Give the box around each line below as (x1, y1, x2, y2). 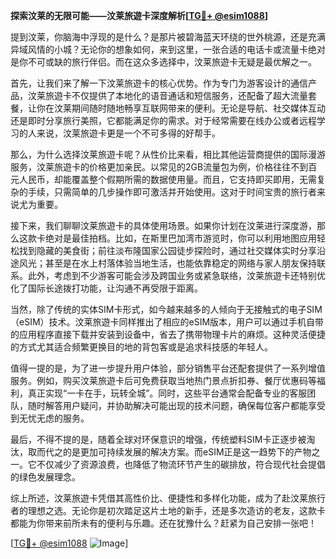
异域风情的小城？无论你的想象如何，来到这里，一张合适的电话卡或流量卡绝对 (10, 44, 326, 55)
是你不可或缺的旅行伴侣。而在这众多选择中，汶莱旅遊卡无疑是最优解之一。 (10, 56, 317, 68)
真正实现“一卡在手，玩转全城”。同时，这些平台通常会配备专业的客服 (27, 387, 308, 399)
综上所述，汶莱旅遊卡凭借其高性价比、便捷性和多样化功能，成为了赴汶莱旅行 (10, 492, 326, 504)
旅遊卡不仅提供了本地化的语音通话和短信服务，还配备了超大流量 (44, 90, 308, 101)
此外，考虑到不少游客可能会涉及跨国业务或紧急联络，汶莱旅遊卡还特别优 (27, 270, 326, 281)
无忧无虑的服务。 (18, 412, 90, 424)
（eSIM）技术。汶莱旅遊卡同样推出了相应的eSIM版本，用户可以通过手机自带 (10, 316, 325, 328)
